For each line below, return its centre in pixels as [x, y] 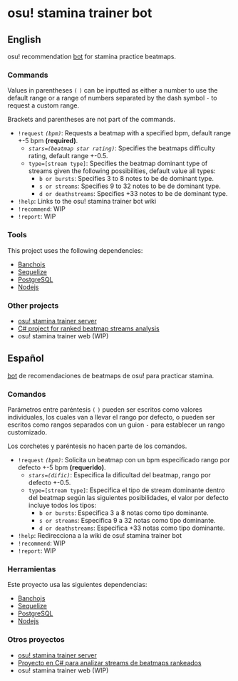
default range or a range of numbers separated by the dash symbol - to [112, 98]
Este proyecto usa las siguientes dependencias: [77, 585]
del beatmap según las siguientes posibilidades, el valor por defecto [129, 498]
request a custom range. [43, 105]
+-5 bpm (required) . [48, 141]
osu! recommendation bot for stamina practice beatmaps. [92, 56]
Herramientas [32, 569]
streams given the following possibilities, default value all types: [122, 171]
